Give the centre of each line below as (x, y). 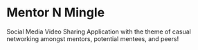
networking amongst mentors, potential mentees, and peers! (93, 38)
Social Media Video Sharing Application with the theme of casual (99, 32)
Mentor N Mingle (56, 13)
